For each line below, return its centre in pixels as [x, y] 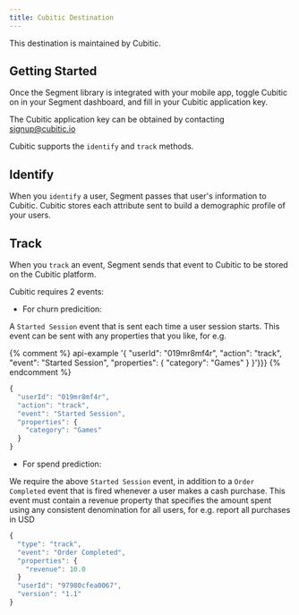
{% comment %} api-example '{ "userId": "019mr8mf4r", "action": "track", [145, 354]
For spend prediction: [62, 464]
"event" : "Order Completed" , [72, 552]
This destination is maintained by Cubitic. [85, 43]
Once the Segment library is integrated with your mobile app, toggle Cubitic [149, 93]
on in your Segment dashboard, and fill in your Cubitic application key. [139, 102]
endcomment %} [40, 372]
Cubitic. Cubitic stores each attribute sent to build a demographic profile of [148, 206]
